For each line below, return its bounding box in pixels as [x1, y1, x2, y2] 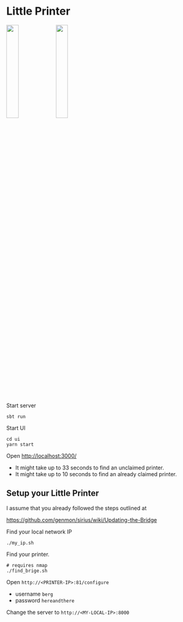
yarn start [6, 441, 34, 447]
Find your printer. [6, 551, 50, 558]
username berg [15, 590, 54, 598]
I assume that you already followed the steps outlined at [6, 504, 147, 512]
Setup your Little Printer [6, 488, 99, 499]
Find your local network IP [6, 528, 72, 535]
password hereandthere [15, 596, 75, 604]
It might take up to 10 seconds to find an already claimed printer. [15, 470, 177, 477]
